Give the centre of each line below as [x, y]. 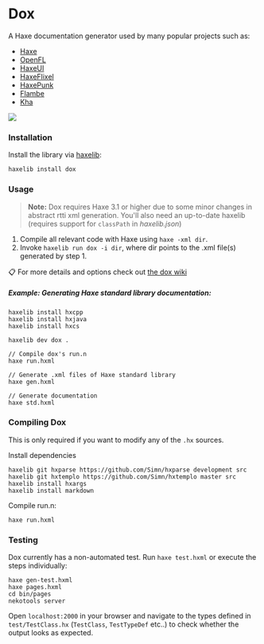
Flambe [32, 93]
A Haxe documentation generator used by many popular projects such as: [129, 36]
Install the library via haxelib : [55, 155]
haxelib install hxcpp [46, 312]
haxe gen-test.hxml [41, 580]
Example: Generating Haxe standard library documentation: [110, 293]
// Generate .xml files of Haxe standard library [92, 374]
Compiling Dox [37, 422]
